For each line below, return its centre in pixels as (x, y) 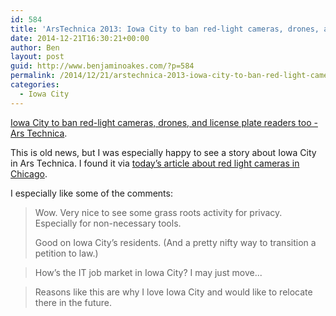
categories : (35, 85)
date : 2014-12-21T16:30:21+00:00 (80, 38)
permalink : (33, 76)
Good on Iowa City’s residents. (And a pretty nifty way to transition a (175, 242)
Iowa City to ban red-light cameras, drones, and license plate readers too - (164, 122)
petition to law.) (66, 253)
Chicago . (29, 173)
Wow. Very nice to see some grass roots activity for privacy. (158, 212)
